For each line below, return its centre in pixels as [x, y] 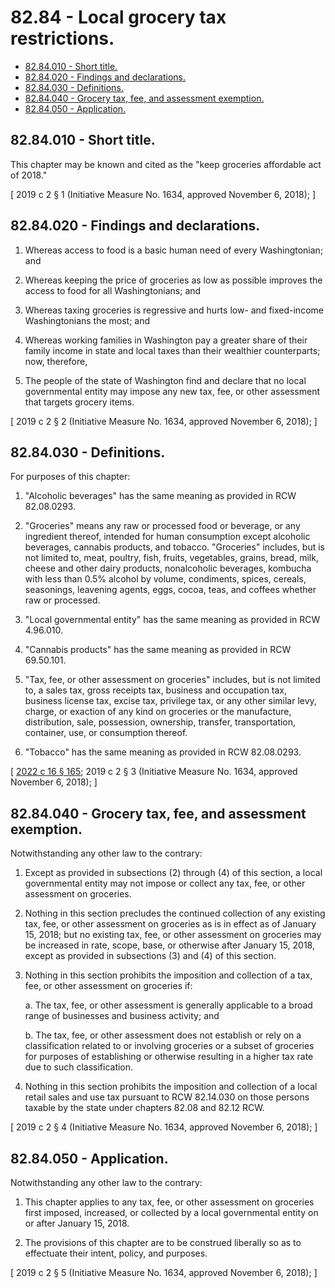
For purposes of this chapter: [70, 477]
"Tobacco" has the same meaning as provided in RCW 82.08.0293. [163, 752]
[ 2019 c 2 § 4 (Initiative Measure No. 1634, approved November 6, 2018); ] [164, 1127]
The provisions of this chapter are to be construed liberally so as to [163, 1242]
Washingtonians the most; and [87, 320]
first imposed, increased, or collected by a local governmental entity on [171, 1212]
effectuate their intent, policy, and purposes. [116, 1253]
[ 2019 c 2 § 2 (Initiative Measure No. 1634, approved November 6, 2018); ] [164, 421]
